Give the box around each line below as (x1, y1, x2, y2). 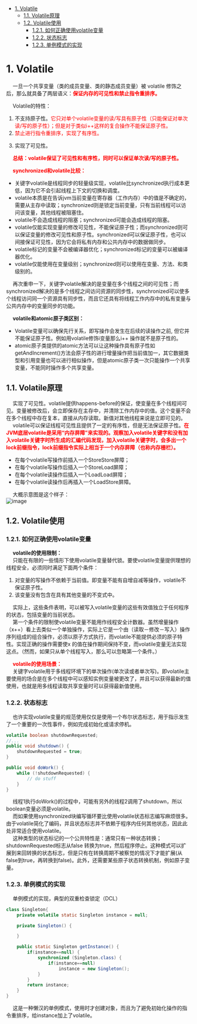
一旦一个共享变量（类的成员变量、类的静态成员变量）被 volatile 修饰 (12, 82, 177, 89)
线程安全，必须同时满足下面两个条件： (6, 564, 98, 571)
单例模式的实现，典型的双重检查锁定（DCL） (12, 895, 121, 902)
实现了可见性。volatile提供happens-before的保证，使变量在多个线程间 (12, 399, 182, 406)
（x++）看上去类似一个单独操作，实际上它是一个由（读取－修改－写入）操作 (6, 626, 191, 633)
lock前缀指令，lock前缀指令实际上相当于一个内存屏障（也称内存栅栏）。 (6, 443, 179, 451)
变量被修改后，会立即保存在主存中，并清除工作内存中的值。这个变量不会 (16, 407, 191, 414)
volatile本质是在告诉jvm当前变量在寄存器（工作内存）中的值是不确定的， (14, 194, 190, 201)
